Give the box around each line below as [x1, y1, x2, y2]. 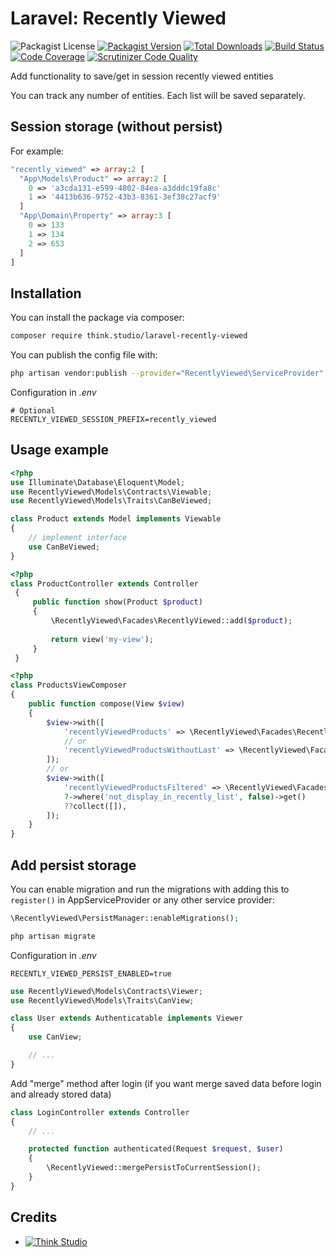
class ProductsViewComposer [10, 680, 128, 691]
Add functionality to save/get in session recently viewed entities [10, 70, 274, 82]
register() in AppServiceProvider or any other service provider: [10, 893, 275, 906]
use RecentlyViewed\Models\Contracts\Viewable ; [10, 487, 213, 497]
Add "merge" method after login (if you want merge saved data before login [10, 1077, 322, 1089]
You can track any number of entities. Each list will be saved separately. [10, 89, 306, 101]
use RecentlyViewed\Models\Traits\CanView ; [10, 995, 195, 1006]
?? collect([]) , [63, 801, 128, 811]
